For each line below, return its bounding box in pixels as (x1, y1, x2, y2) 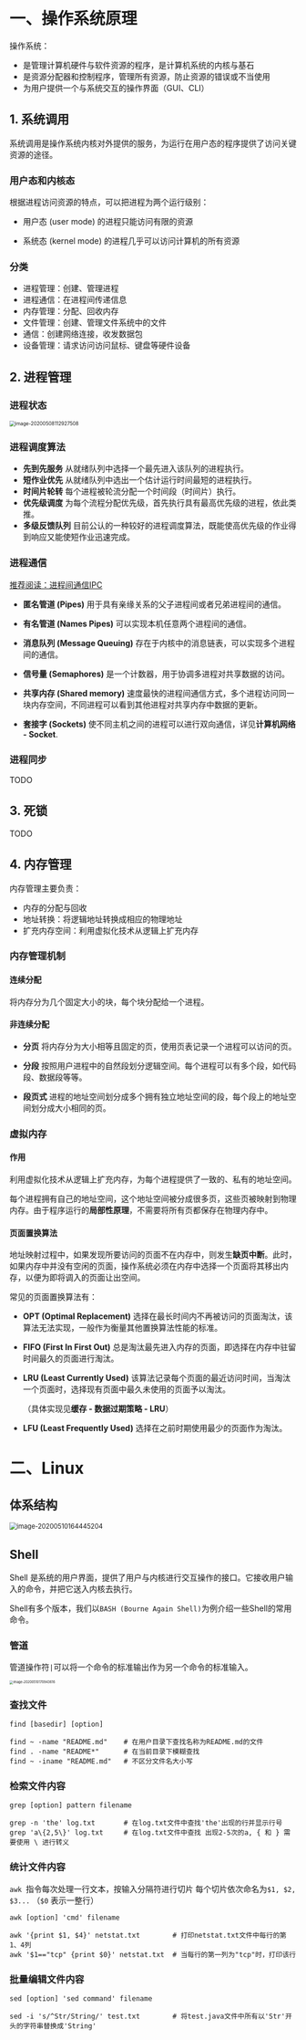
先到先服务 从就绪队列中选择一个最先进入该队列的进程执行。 (22, 463, 249, 475)
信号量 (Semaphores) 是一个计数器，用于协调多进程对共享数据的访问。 (22, 668, 290, 679)
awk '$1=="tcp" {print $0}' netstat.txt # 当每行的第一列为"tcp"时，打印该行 (9, 1950, 296, 1959)
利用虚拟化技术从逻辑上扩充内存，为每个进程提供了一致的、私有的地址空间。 (9, 1174, 297, 1185)
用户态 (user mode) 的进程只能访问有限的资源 (22, 216, 194, 227)
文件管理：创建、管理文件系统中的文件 (22, 317, 167, 329)
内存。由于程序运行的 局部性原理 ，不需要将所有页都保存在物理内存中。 (9, 1205, 273, 1215)
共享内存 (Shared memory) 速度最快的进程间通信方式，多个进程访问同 (22, 687, 287, 698)
